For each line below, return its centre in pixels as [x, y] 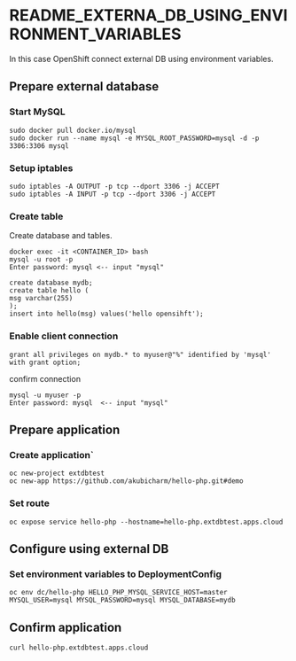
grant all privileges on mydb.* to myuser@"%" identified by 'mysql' [140, 354]
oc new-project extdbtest [57, 474]
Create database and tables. [61, 236]
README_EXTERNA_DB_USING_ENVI [148, 16]
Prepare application [65, 429]
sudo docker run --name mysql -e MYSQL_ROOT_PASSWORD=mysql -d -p [134, 138]
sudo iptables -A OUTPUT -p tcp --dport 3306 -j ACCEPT [114, 186]
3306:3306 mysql [39, 146]
